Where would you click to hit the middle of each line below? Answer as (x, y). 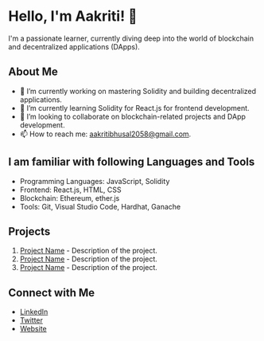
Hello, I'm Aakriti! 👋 (73, 16)
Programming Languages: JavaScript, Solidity (95, 181)
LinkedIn (34, 312)
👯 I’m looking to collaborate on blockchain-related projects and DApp (133, 116)
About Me (33, 72)
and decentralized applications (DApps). (74, 46)
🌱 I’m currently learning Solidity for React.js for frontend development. (134, 108)
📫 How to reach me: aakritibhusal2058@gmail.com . (105, 134)
